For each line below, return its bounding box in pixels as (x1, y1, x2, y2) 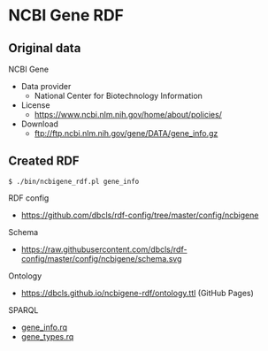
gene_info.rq (20, 322, 68, 332)
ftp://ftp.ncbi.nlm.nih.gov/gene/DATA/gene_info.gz (34, 128, 218, 138)
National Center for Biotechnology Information (34, 90, 203, 101)
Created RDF (8, 154, 80, 169)
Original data (8, 41, 81, 56)
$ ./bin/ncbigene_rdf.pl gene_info (8, 177, 140, 186)
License (20, 100, 50, 111)
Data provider (20, 81, 72, 91)
